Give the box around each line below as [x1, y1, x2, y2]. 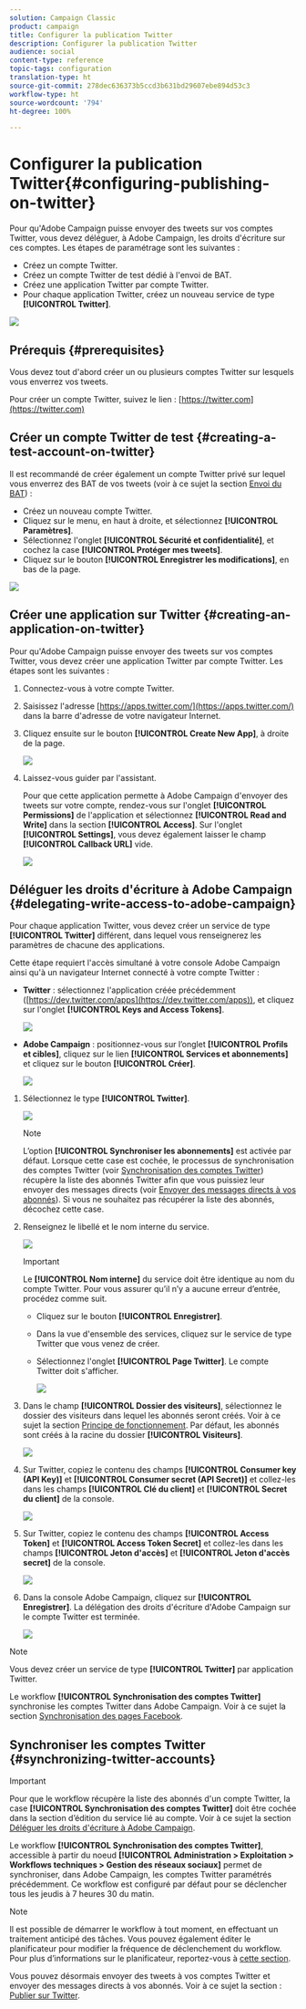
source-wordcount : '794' [9, 98, 104, 108]
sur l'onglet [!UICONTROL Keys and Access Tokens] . [22, 1004, 225, 1015]
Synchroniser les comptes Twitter [9, 1737, 206, 1753]
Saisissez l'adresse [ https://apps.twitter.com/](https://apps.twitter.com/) [22, 700, 294, 712]
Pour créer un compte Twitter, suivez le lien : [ [9, 394, 182, 404]
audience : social [9, 47, 76, 57]
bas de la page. [22, 563, 81, 575]
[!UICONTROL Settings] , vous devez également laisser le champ [22, 828, 267, 839]
